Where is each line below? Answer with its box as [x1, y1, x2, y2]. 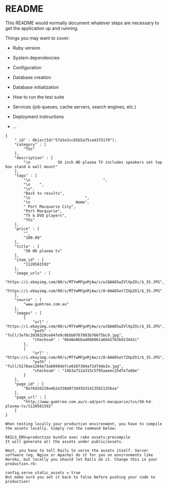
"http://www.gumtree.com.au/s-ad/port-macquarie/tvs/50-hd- [23, 399, 153, 404]
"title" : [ [14, 244, 40, 249]
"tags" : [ [14, 173, 38, 178]
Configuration [12, 64, 42, 70]
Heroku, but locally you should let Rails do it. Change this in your [5, 457, 158, 462]
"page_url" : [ [14, 395, 47, 400]
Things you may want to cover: [5, 35, 70, 41]
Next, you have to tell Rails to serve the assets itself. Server [5, 448, 149, 453]
